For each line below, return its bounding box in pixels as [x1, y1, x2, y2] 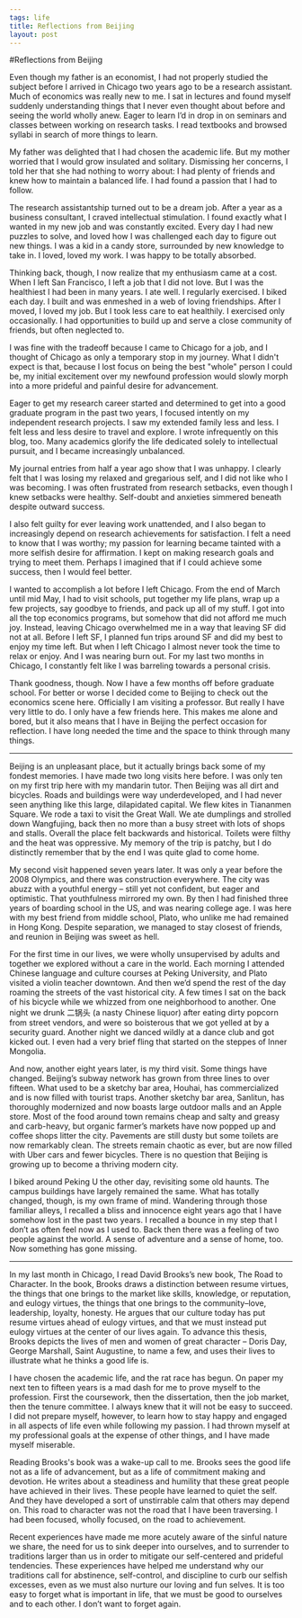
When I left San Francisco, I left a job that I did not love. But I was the [9, 277, 264, 288]
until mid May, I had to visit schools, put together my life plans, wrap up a [9, 594, 280, 604]
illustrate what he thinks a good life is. [9, 1355, 150, 1366]
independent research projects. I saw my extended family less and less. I [9, 417, 280, 428]
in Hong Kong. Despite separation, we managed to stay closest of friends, [9, 922, 283, 933]
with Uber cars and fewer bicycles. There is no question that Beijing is [9, 1149, 268, 1160]
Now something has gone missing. [9, 1243, 138, 1255]
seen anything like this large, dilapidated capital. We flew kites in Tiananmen [9, 800, 292, 810]
